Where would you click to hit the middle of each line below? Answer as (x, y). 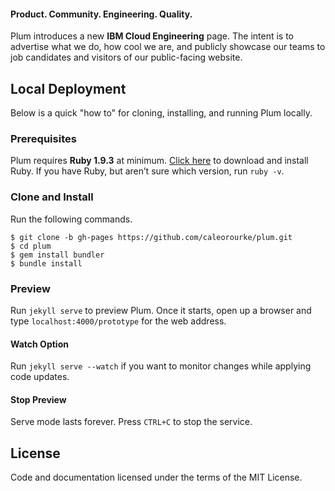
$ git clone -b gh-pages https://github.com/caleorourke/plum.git (151, 237)
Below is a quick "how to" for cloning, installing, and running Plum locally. (161, 113)
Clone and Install (52, 197)
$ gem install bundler (57, 255)
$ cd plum (31, 246)
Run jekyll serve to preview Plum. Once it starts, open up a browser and (161, 310)
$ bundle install (46, 263)
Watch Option (39, 344)
